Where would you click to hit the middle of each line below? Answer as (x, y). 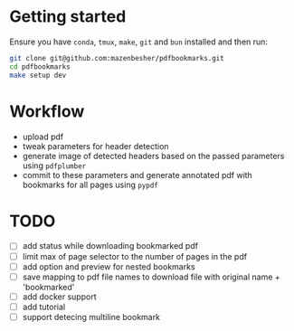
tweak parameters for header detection (95, 146)
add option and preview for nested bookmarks (109, 266)
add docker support (59, 297)
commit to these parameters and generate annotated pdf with (138, 175)
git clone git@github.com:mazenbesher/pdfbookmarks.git (117, 58)
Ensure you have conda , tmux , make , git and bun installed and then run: (139, 42)
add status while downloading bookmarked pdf (110, 246)
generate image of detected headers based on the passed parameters (153, 156)
